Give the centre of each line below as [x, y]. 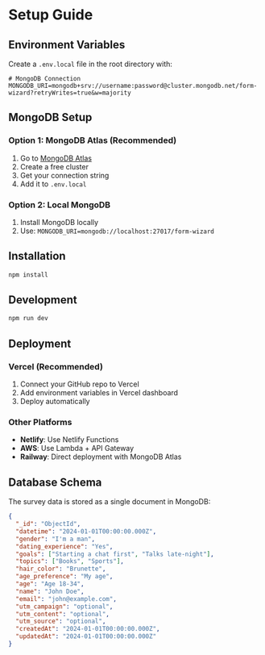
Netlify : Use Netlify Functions [69, 440]
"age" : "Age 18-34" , [50, 584]
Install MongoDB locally [59, 222]
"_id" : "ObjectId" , [48, 524]
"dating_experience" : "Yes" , [64, 546]
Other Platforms [40, 422]
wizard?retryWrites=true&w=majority [70, 93]
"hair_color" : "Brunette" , [61, 569]
